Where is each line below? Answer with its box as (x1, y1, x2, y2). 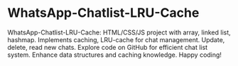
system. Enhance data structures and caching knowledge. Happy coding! (7, 51, 222, 59)
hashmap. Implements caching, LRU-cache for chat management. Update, (7, 35, 225, 44)
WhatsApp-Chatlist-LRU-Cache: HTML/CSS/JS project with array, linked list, (7, 28, 231, 37)
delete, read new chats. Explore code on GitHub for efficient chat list (7, 43, 208, 51)
